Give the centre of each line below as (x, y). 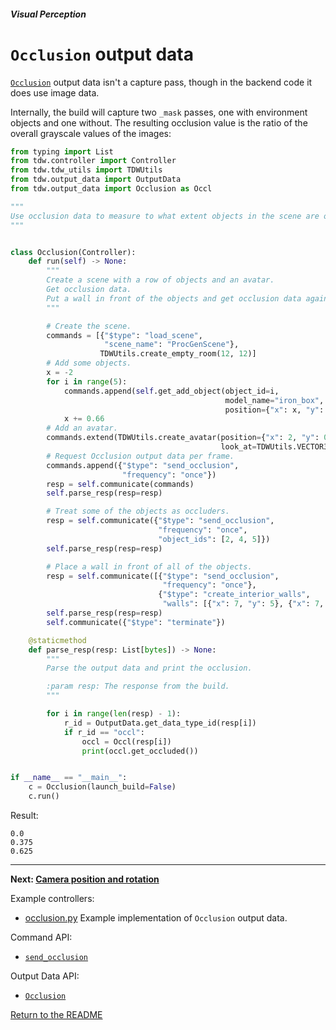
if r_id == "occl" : (104, 732)
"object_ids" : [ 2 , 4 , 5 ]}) (214, 539)
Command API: (41, 937)
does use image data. (55, 92)
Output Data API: (45, 976)
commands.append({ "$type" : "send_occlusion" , (143, 465)
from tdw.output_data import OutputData (96, 180)
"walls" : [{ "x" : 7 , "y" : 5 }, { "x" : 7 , (243, 604)
